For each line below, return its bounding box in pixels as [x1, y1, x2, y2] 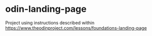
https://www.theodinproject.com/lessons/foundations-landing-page [5, 25, 147, 31]
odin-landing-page [5, 3, 87, 15]
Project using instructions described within [5, 20, 95, 26]
